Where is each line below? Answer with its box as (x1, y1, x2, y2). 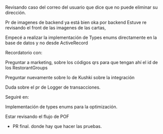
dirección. (5, 10, 26, 16)
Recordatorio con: (5, 50, 43, 55)
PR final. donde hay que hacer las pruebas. (12, 123, 102, 129)
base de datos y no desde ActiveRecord (5, 40, 88, 46)
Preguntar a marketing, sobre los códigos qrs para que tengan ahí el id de (5, 59, 158, 65)
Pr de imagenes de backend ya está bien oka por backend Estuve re (5, 20, 147, 25)
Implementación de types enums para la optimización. (5, 104, 118, 110)
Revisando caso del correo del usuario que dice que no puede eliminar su (5, 5, 158, 10)
